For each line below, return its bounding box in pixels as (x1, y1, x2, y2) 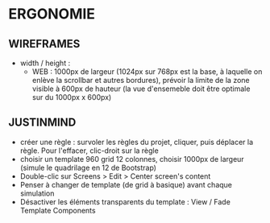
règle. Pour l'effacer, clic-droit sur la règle (19, 146, 159, 155)
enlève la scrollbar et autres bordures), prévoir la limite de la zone (31, 76, 250, 85)
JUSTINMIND (8, 116, 77, 130)
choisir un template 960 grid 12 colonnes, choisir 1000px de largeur (19, 154, 244, 163)
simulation (19, 188, 55, 198)
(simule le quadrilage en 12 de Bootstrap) (19, 163, 157, 172)
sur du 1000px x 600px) (31, 93, 112, 101)
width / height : (19, 58, 71, 68)
